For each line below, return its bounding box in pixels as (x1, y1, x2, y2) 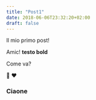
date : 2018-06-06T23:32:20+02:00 (6, 15, 91, 21)
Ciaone (6, 87, 28, 96)
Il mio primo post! (6, 37, 50, 44)
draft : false (6, 20, 39, 26)
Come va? (6, 60, 31, 67)
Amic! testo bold (6, 48, 48, 56)
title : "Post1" (6, 8, 45, 15)
